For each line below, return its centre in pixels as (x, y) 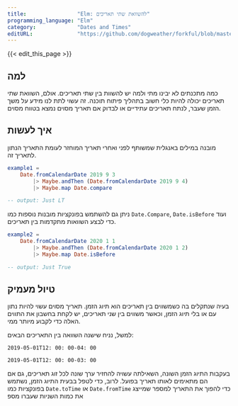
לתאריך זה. (22, 155)
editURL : (20, 34)
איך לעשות (30, 131)
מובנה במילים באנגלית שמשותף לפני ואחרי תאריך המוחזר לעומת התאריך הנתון (112, 147)
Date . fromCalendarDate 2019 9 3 (68, 174)
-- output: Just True (39, 267)
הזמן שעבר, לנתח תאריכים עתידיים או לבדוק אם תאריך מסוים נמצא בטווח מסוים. (114, 108)
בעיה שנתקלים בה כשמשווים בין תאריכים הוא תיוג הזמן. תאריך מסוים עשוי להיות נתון (118, 306)
